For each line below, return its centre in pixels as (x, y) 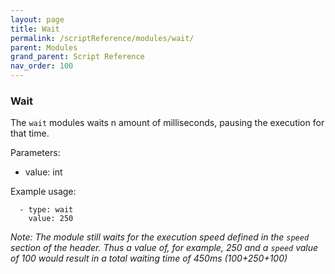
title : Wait (35, 29)
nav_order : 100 (42, 66)
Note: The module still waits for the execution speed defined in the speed (160, 237)
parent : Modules (44, 47)
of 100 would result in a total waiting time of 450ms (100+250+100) (149, 258)
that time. (30, 133)
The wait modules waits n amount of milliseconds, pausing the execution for (167, 123)
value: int (43, 172)
